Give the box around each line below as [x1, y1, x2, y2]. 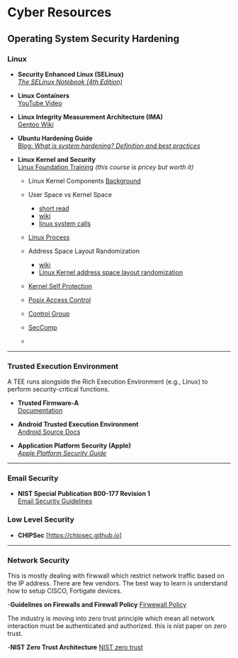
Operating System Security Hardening [7, 33, 179, 45]
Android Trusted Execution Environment [17, 420, 139, 428]
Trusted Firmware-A [17, 399, 79, 407]
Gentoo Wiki [17, 120, 55, 129]
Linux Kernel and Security [17, 155, 96, 163]
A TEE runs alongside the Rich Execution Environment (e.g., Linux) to [7, 377, 208, 386]
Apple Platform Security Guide [17, 449, 107, 458]
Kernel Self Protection [28, 281, 93, 290]
